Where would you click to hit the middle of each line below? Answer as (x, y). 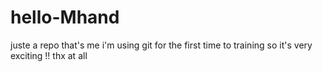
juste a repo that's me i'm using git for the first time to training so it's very (161, 45)
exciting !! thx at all (49, 55)
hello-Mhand (65, 17)
